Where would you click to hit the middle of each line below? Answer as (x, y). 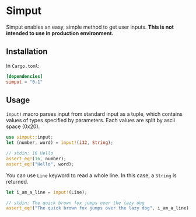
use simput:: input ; (30, 137)
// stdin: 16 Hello (30, 153)
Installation (27, 52)
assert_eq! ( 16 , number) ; (36, 159)
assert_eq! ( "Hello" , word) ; (40, 164)
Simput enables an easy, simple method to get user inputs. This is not (90, 27)
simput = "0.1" (24, 82)
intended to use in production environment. (60, 33)
